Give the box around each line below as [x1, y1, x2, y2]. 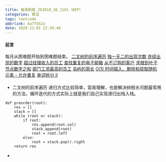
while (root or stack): [14, 113, 63, 118]
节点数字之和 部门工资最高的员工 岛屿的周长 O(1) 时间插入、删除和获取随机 [5, 66, 158, 72]
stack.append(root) [31, 126, 72, 131]
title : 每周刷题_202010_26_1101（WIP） [5, 7, 83, 12]
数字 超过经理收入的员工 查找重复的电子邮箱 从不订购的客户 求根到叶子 [13, 60, 158, 66]
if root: [23, 117, 41, 123]
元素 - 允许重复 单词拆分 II [5, 72, 58, 78]
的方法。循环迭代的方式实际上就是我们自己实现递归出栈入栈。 [12, 90, 139, 97]
